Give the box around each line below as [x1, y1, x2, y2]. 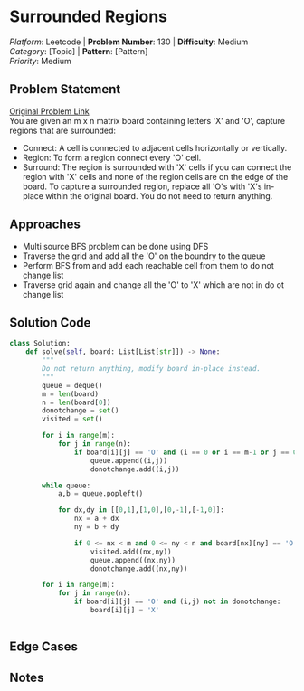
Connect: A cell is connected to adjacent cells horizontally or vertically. [22, 142, 288, 153]
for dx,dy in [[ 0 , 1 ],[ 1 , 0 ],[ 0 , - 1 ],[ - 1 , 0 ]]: [57, 506, 224, 515]
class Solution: [9, 339, 71, 348]
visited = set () [42, 414, 103, 424]
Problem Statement [9, 81, 121, 97]
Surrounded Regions [9, 6, 168, 27]
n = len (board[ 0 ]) [42, 398, 111, 407]
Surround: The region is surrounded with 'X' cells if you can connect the [22, 161, 292, 173]
